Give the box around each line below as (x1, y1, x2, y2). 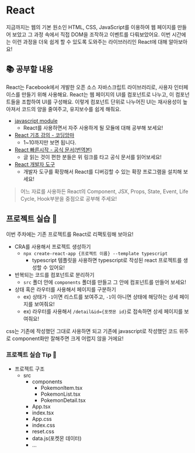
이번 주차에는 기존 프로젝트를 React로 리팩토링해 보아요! (6, 231, 134, 238)
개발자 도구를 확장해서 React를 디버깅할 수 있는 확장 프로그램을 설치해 (23, 168, 182, 175)
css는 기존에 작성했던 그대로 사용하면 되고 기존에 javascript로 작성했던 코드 (6, 327, 178, 334)
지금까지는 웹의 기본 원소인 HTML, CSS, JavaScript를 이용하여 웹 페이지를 (6, 23, 176, 30)
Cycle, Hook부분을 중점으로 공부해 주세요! (20, 195, 117, 202)
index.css (32, 421, 55, 428)
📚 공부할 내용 (6, 64, 54, 74)
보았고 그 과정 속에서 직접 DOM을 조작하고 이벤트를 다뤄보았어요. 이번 (12, 30, 171, 38)
